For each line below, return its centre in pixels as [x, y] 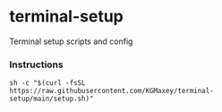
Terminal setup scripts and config [71, 41]
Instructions [37, 65]
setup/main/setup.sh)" [51, 99]
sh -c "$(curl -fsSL [48, 83]
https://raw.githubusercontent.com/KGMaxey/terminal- [112, 91]
